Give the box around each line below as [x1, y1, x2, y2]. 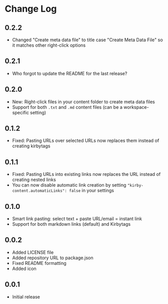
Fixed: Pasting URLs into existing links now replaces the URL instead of [12, 171, 161, 177]
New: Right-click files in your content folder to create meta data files [12, 99, 155, 105]
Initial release [12, 293, 40, 300]
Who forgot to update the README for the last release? [12, 70, 127, 76]
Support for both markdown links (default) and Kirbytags [12, 221, 131, 227]
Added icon [12, 265, 37, 271]
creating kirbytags [12, 143, 51, 149]
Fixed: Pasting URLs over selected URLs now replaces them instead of [12, 138, 159, 144]
